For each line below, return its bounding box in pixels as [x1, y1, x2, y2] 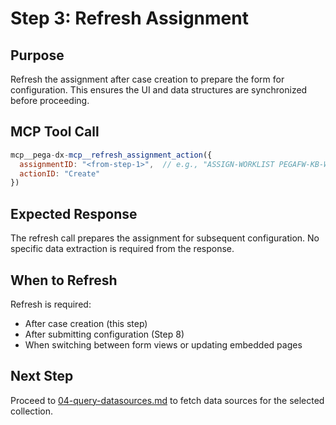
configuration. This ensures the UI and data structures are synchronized [10, 84, 308, 96]
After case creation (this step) [24, 317, 148, 329]
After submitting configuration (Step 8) [24, 328, 185, 340]
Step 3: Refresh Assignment [10, 7, 249, 30]
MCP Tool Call [10, 123, 100, 141]
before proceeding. [10, 95, 90, 106]
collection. [10, 405, 54, 417]
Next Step [10, 368, 74, 385]
